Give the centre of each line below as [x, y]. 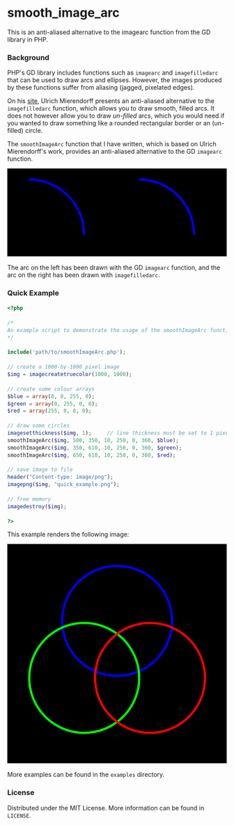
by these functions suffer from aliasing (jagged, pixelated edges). [101, 88]
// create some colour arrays [51, 389]
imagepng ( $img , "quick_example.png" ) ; [63, 485]
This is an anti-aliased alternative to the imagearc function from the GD [109, 32]
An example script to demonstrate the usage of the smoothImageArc [107, 330]
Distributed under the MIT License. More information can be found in [106, 808]
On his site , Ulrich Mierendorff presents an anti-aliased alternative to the [111, 101]
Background [29, 57]
